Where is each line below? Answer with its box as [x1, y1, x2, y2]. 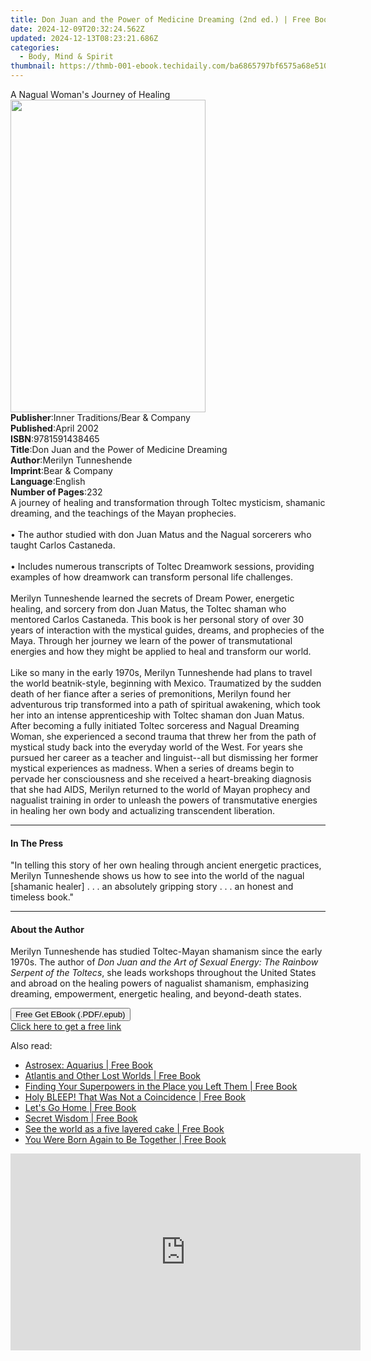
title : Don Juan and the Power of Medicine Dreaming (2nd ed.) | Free [10, 14, 311, 25]
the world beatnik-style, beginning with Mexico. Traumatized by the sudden [10, 677, 322, 689]
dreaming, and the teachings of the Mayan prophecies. [10, 507, 237, 519]
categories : [10, 42, 60, 53]
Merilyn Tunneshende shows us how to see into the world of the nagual [10, 870, 305, 882]
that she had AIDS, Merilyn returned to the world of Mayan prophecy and [10, 784, 311, 795]
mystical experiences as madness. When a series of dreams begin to [10, 762, 295, 774]
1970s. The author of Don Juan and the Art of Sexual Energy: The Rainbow [10, 956, 319, 968]
